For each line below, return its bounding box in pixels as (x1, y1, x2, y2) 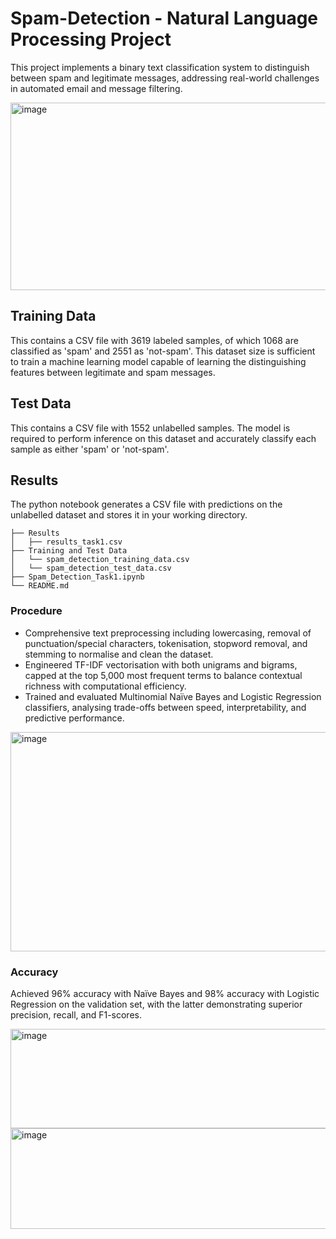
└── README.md (10, 581, 70, 591)
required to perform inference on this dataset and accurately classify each (10, 432, 317, 444)
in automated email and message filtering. (10, 82, 183, 94)
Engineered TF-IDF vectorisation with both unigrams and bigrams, (24, 658, 298, 671)
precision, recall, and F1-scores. (10, 1008, 142, 1021)
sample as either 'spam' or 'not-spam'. (10, 443, 170, 455)
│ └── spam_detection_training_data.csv (10, 555, 190, 565)
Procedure (10, 604, 63, 618)
